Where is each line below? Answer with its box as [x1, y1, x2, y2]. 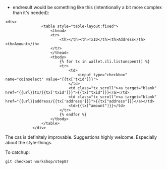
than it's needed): [12, 10, 49, 16]
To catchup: [5, 149, 30, 155]
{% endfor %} [59, 112, 87, 117]
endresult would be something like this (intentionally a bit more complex [12, 5, 162, 10]
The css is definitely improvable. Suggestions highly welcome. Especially [5, 134, 157, 140]
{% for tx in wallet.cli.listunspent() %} [59, 59, 150, 64]
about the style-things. [5, 140, 53, 145]
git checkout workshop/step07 [5, 159, 69, 164]
